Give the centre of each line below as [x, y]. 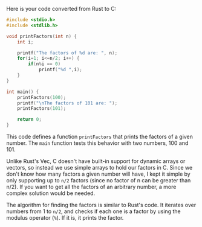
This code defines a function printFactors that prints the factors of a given [100, 136]
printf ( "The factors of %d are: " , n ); [67, 53]
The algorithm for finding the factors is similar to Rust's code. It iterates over [101, 205]
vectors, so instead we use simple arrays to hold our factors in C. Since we [99, 168]
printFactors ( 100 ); [42, 97]
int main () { [23, 92]
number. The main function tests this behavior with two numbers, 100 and [97, 143]
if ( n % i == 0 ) [44, 64]
